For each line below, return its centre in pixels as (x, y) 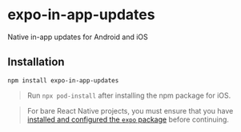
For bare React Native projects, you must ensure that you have (130, 110)
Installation (36, 62)
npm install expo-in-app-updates (63, 80)
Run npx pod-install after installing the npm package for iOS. (129, 95)
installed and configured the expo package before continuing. (128, 119)
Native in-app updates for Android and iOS (78, 37)
